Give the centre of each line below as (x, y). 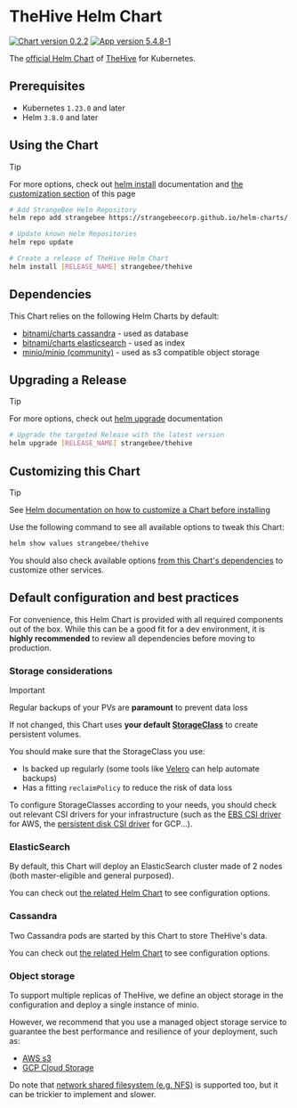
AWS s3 (36, 1058)
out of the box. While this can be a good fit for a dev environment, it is (137, 629)
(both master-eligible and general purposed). (92, 876)
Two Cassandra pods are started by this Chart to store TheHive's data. (139, 935)
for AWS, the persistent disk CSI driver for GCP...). (101, 823)
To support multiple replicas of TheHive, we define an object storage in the (146, 995)
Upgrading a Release (68, 380)
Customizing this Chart (75, 471)
